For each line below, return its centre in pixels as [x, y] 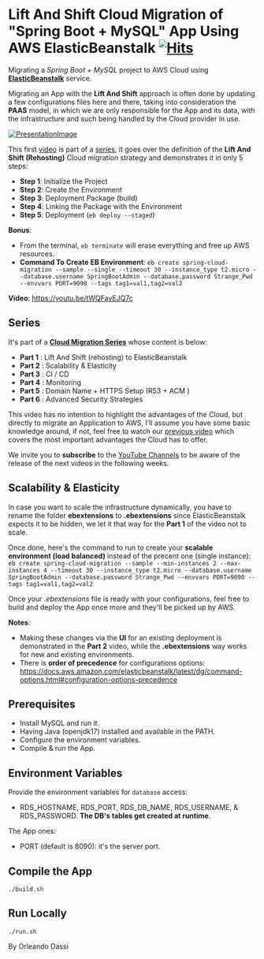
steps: [18, 166]
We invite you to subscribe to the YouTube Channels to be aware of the [124, 454]
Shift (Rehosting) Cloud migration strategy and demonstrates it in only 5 [126, 157]
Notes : [19, 622]
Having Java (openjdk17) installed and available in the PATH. [117, 732]
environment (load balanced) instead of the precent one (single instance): [130, 556]
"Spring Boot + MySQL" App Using [124, 31]
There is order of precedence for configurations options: [112, 662]
